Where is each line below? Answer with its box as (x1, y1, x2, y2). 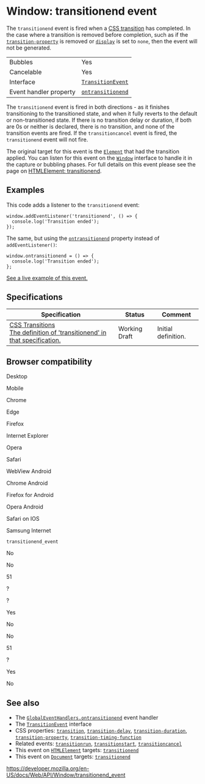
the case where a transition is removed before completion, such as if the (6, 31, 189, 38)
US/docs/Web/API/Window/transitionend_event (6, 771, 126, 778)
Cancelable (9, 67, 42, 76)
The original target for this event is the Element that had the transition (6, 147, 180, 155)
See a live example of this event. (6, 274, 88, 282)
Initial (157, 324, 173, 333)
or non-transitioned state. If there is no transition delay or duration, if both (6, 116, 192, 124)
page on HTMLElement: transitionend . (6, 167, 102, 174)
